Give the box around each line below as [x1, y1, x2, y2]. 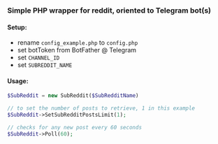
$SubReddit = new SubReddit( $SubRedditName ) [7, 92, 139, 99]
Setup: [7, 23, 27, 31]
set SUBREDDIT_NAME [17, 61, 73, 69]
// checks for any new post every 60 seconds [7, 124, 142, 131]
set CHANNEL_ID [17, 53, 60, 62]
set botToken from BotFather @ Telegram [17, 46, 137, 55]
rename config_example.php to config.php [17, 38, 138, 47]
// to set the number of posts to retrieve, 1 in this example [7, 105, 196, 112]
